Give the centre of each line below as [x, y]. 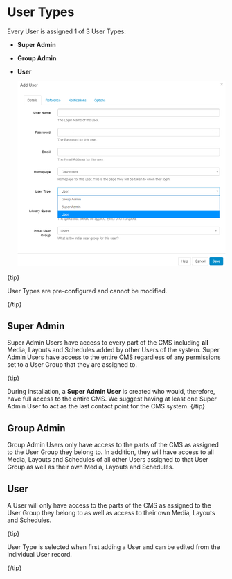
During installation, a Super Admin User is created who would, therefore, [111, 392]
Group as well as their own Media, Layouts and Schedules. [91, 467]
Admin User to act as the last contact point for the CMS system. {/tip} [106, 406]
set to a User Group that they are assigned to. [72, 365]
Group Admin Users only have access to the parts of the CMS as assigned [113, 445]
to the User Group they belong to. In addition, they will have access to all [111, 452]
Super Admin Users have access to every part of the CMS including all [108, 343]
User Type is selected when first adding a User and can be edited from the [114, 547]
